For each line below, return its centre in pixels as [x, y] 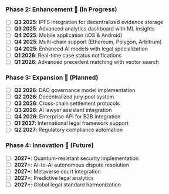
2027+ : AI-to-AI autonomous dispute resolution [72, 165]
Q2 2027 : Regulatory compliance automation [68, 130]
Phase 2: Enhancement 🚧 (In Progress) [61, 9]
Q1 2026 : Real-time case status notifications [68, 55]
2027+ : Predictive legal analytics [54, 178]
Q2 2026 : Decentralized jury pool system [64, 97]
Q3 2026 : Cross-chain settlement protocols [67, 103]
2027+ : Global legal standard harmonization [67, 185]
